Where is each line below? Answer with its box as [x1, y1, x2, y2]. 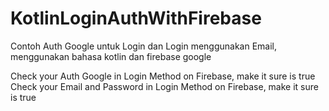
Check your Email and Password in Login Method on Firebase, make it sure [10, 80, 319, 92]
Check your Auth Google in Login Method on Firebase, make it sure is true [10, 70, 316, 82]
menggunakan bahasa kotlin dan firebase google [10, 50, 212, 62]
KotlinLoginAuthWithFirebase [10, 7, 262, 30]
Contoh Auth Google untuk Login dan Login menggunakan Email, [10, 40, 278, 52]
